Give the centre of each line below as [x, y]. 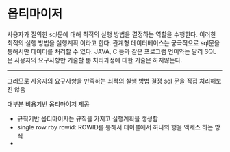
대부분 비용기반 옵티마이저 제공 [49, 104]
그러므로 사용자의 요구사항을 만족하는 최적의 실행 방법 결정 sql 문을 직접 [103, 81]
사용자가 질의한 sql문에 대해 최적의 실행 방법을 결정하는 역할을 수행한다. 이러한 [112, 34]
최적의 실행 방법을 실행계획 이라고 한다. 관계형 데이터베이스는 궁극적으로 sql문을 [114, 42]
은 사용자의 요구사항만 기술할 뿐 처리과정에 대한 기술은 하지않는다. [95, 60]
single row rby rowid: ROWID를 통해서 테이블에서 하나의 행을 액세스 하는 [115, 127]
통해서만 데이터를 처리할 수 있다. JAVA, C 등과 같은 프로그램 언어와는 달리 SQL [112, 51]
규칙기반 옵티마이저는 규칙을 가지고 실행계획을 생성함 [88, 118]
